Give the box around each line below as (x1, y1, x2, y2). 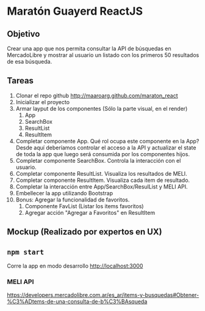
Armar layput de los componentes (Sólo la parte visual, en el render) (15, 105, 188, 112)
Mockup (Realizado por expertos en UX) (7, 227, 162, 237)
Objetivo (7, 29, 40, 39)
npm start (7, 247, 45, 257)
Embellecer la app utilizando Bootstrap (15, 189, 113, 197)
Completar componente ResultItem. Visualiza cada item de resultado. (15, 176, 190, 184)
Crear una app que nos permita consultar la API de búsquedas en (7, 45, 171, 52)
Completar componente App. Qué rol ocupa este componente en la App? (15, 137, 200, 144)
